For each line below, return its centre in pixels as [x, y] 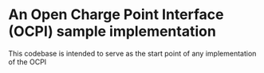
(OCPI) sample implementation [112, 31]
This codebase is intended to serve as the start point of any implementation [132, 53]
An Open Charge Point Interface [116, 15]
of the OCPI [28, 62]
